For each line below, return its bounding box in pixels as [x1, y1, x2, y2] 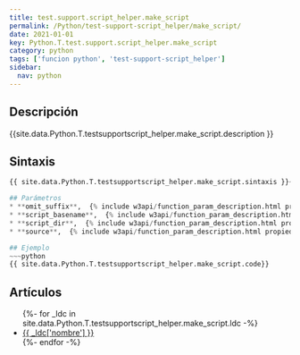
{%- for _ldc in [21, 309, 76, 319]
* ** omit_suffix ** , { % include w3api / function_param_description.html [9, 202, 281, 211]
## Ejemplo [9, 243, 50, 252]
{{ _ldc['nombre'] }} [21, 327, 95, 338]
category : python [9, 46, 74, 55]
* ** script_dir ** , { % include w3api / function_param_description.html [9, 218, 278, 228]
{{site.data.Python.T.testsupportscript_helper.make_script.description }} [9, 128, 274, 139]
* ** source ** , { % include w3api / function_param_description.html [9, 227, 262, 236]
